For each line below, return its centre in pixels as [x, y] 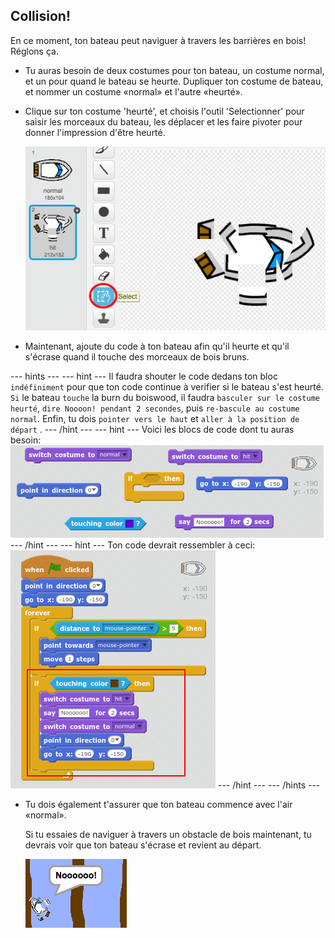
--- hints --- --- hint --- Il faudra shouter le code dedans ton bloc [144, 376]
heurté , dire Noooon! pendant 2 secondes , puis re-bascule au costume [155, 408]
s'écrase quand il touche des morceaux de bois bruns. [137, 357]
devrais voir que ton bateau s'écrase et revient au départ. [143, 845]
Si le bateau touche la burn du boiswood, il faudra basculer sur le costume [165, 398]
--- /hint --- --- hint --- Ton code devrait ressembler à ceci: [133, 545]
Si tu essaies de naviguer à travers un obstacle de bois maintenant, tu [168, 835]
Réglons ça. [34, 51]
